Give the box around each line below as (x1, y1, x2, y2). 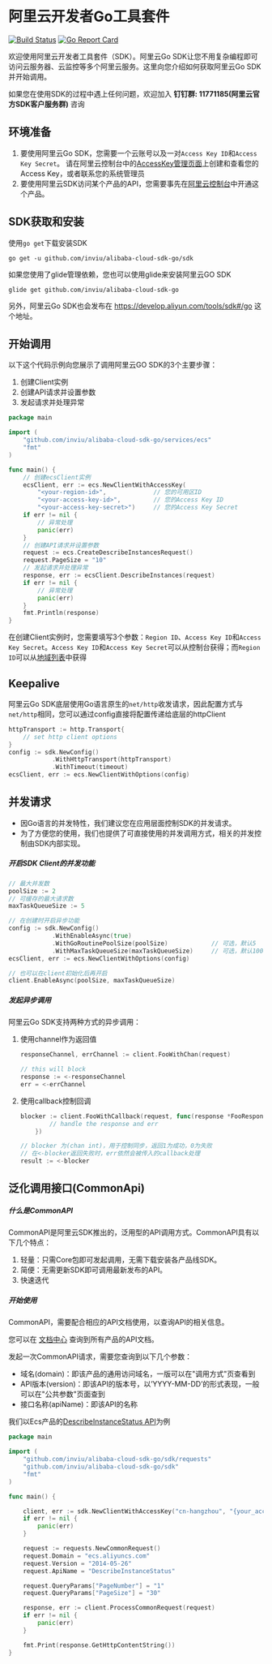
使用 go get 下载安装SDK (8, 238, 87, 247)
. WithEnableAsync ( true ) (51, 932, 132, 940)
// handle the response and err (49, 1120, 159, 1128)
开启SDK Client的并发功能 (8, 858, 96, 868)
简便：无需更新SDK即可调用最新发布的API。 (19, 1265, 168, 1275)
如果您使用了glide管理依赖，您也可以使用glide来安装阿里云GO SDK (8, 269, 232, 279)
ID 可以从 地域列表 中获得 (8, 652, 87, 662)
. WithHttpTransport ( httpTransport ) (51, 755, 172, 763)
